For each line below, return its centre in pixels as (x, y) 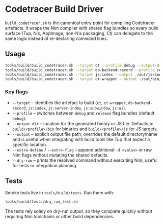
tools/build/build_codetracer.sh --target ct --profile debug (70, 65)
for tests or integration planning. (45, 165)
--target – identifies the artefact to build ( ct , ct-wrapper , (69, 103)
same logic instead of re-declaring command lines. (56, 38)
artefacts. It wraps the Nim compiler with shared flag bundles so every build (82, 28)
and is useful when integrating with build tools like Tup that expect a (81, 139)
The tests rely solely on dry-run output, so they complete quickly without (79, 211)
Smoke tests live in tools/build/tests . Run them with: (60, 193)
